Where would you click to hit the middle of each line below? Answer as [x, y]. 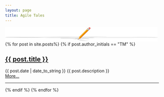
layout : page [18, 10]
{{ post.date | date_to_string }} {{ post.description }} [57, 71]
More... [12, 76]
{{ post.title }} [27, 59]
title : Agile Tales [25, 15]
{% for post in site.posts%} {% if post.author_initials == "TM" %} [70, 44]
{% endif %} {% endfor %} [32, 90]
